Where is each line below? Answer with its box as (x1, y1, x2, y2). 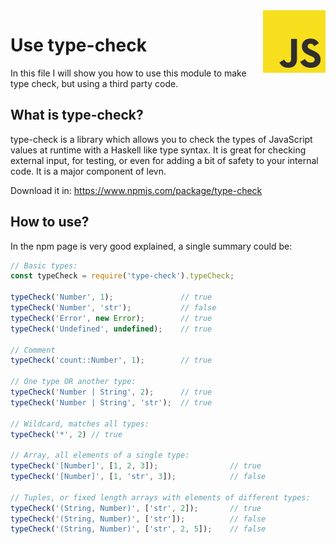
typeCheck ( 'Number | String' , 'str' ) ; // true (10, 397, 213, 408)
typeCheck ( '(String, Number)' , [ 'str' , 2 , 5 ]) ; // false (10, 524, 267, 534)
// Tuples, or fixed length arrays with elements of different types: (10, 492, 311, 503)
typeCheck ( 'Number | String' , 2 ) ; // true (10, 387, 213, 398)
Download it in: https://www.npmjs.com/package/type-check (10, 184, 263, 196)
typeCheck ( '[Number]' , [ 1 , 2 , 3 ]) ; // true (10, 461, 262, 471)
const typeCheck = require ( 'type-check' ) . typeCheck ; (10, 271, 235, 281)
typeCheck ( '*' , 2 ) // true (10, 429, 123, 439)
